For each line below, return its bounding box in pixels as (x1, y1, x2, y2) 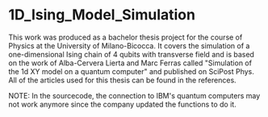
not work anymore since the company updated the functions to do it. (8, 99, 237, 109)
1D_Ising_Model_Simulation (8, 6, 196, 24)
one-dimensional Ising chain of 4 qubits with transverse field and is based (8, 49, 254, 59)
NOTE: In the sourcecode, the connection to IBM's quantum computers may (8, 90, 261, 100)
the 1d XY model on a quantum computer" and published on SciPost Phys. (8, 66, 254, 76)
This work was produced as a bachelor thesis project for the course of (8, 32, 243, 42)
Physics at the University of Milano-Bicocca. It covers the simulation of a (8, 40, 250, 50)
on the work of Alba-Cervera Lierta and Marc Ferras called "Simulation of (8, 58, 253, 68)
